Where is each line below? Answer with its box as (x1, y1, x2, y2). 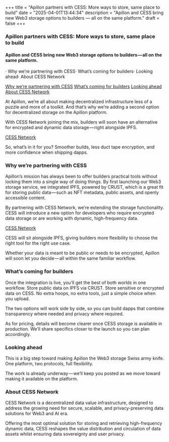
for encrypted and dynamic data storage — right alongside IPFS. (5, 125, 138, 131)
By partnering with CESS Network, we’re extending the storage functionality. (5, 204, 164, 211)
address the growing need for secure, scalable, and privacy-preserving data (5, 405, 164, 411)
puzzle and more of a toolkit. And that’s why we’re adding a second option (5, 104, 159, 110)
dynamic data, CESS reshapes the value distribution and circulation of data (5, 426, 161, 432)
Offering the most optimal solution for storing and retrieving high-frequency (5, 420, 162, 426)
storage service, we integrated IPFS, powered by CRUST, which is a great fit (5, 184, 164, 190)
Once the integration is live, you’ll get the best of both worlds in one (5, 280, 146, 286)
